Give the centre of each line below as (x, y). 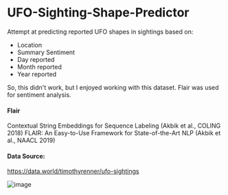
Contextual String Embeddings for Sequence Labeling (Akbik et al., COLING (114, 126)
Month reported (39, 67)
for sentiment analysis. (39, 95)
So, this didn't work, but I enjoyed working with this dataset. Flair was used (113, 87)
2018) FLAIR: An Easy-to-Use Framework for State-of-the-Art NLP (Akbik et (114, 133)
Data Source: (26, 156)
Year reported (37, 74)
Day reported (36, 59)
